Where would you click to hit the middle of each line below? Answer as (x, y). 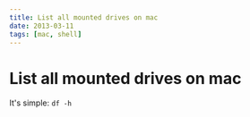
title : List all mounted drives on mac (84, 17)
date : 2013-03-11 (42, 26)
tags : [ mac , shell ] (46, 34)
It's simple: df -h (41, 103)
